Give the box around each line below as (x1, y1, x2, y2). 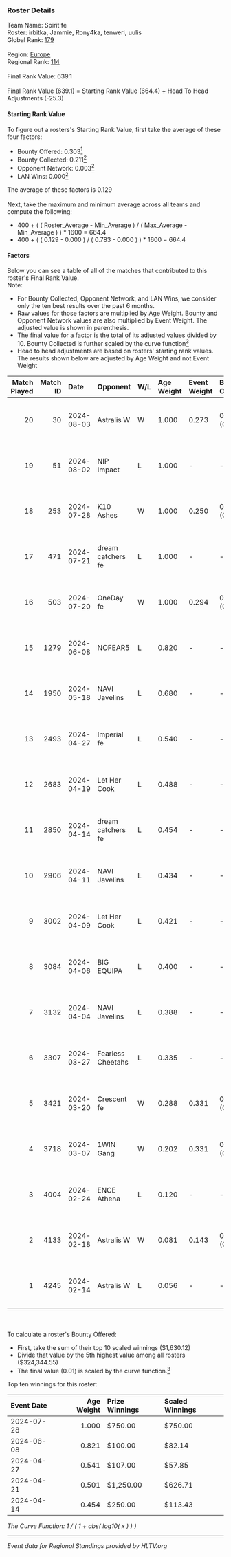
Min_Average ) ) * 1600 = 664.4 (16, 228, 107, 237)
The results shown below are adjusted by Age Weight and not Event (16, 353, 210, 362)
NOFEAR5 (97, 642, 130, 652)
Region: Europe (7, 50, 51, 58)
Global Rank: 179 (7, 36, 55, 44)
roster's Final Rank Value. (7, 274, 79, 282)
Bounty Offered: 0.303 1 (16, 146, 83, 155)
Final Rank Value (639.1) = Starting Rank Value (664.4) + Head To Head (7, 87, 208, 95)
